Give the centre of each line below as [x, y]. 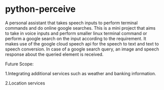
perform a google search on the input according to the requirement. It [76, 39]
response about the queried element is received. [54, 54]
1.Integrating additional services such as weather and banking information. [81, 73]
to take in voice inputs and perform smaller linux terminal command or [76, 33]
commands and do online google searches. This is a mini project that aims [81, 28]
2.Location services [25, 83]
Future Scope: [19, 64]
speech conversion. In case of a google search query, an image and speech [82, 49]
